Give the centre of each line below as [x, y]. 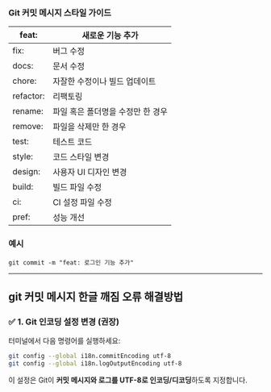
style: [23, 156]
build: [23, 187]
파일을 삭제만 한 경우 [89, 127]
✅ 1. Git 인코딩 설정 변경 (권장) [64, 322]
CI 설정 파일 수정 [82, 202]
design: [27, 172]
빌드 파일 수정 [77, 187]
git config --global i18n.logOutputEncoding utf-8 [95, 364]
